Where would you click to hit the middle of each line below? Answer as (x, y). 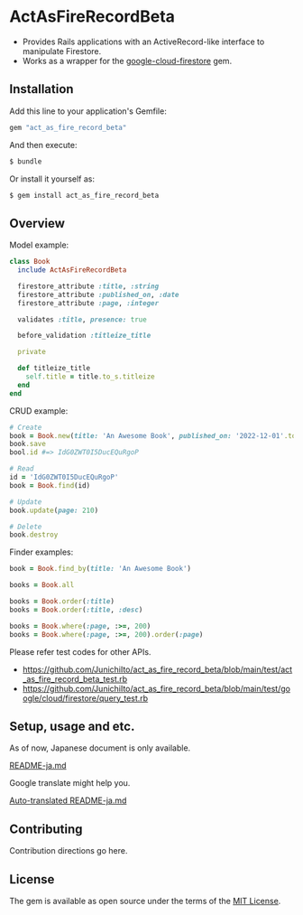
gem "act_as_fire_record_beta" (68, 127)
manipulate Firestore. (62, 51)
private (32, 352)
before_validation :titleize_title (84, 336)
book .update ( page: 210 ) (54, 510)
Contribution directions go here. (69, 851)
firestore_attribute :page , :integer (88, 303)
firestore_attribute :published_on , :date (98, 294)
